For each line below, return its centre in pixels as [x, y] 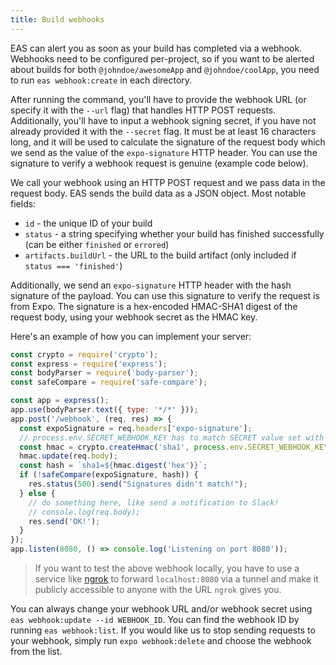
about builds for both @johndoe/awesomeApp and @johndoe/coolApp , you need [165, 69]
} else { [37, 493]
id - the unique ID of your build [88, 223]
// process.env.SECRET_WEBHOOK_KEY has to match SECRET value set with [172, 437]
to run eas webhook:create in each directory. [101, 80]
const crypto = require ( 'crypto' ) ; [84, 354]
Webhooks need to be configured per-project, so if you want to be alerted [162, 58]
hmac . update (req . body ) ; [68, 456]
